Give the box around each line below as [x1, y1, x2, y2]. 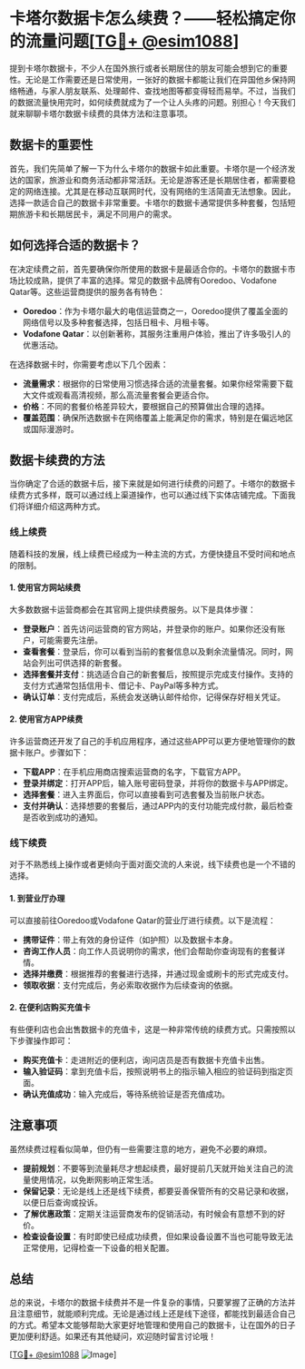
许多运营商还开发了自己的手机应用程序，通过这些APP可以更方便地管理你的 [9, 736, 288, 747]
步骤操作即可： [16, 1035, 74, 1046]
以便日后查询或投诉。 [22, 1197, 103, 1207]
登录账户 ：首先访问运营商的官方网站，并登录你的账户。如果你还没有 [22, 623, 278, 634]
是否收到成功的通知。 [22, 812, 103, 822]
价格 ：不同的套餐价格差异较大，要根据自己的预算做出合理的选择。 [22, 400, 270, 411]
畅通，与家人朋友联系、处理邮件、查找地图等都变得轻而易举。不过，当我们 [16, 85, 296, 96]
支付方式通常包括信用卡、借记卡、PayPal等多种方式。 [22, 680, 224, 691]
